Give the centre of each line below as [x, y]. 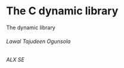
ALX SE [15, 60]
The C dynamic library [62, 11]
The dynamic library [31, 27]
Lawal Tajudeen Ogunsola [38, 41]
